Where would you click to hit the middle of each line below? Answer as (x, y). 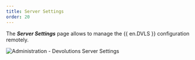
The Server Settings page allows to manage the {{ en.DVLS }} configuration (98, 33)
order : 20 (18, 17)
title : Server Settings (35, 11)
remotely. (18, 40)
